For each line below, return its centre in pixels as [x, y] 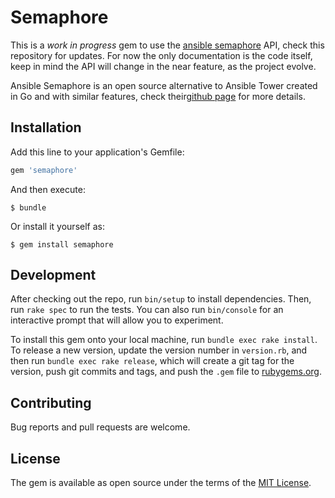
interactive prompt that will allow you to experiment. [117, 320]
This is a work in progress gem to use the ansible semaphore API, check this [167, 45]
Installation [46, 127]
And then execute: [48, 189]
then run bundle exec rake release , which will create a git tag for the [152, 361]
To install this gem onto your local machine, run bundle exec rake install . [164, 340]
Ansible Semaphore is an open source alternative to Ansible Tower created [164, 85]
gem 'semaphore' [44, 170]
